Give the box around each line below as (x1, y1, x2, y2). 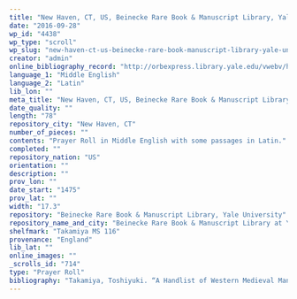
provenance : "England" (9, 235, 93, 244)
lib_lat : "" (9, 243, 53, 252)
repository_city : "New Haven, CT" (9, 120, 137, 129)
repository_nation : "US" (9, 152, 101, 162)
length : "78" (9, 111, 57, 120)
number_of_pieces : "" (9, 128, 89, 137)
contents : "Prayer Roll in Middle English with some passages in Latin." (9, 136, 287, 145)
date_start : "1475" (9, 186, 81, 195)
